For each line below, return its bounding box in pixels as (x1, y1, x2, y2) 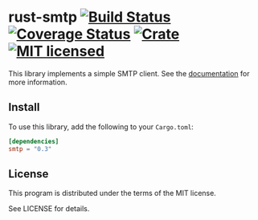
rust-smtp (8, 8, 78, 26)
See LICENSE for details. (8, 204, 90, 214)
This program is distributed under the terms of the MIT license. (8, 189, 217, 198)
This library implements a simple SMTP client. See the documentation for (8, 68, 250, 78)
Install (8, 100, 40, 114)
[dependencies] (8, 137, 59, 145)
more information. (8, 77, 68, 87)
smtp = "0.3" (8, 145, 52, 153)
